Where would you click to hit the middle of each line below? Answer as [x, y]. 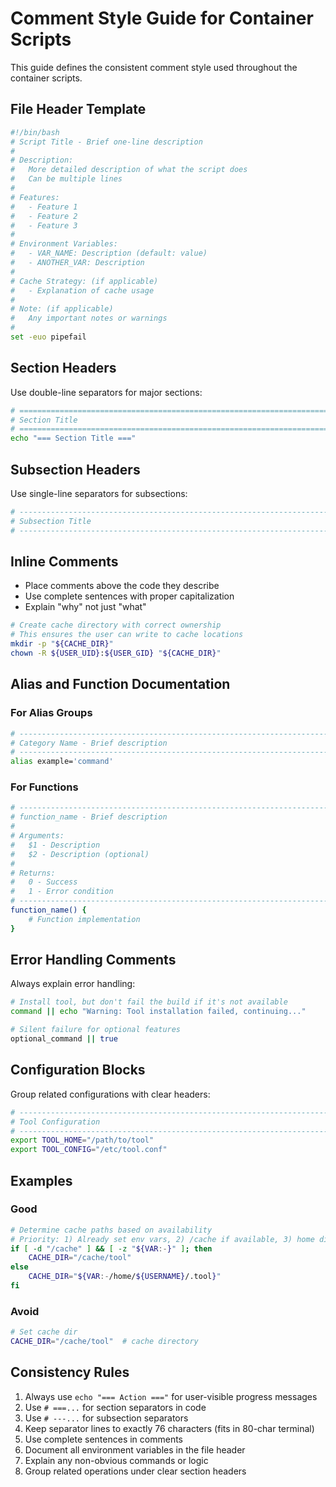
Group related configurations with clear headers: [110, 1094]
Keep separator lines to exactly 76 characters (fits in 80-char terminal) [169, 1428]
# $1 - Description [55, 845]
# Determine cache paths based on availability [111, 1230]
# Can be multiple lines [66, 179]
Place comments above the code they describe [122, 586]
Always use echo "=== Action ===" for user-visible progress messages [171, 1396]
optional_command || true [64, 1039]
